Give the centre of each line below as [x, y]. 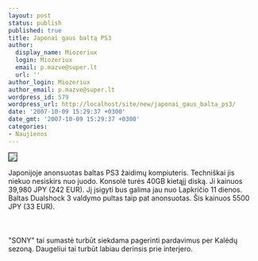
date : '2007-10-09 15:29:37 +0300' [67, 112]
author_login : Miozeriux [49, 82]
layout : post [30, 16]
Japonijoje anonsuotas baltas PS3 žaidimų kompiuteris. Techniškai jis [121, 173]
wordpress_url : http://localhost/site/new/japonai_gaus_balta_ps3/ [122, 104]
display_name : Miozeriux [56, 53]
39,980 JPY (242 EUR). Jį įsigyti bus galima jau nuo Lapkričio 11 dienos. [125, 189]
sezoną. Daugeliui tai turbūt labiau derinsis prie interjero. [100, 248]
